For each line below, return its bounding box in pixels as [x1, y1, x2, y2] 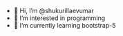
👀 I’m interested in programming [13, 14, 106, 22]
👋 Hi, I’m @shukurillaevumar [13, 7, 95, 15]
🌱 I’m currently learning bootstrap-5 [13, 21, 116, 29]
